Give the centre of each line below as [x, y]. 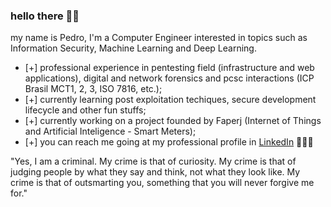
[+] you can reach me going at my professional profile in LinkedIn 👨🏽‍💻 [169, 142]
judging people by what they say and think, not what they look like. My [155, 172]
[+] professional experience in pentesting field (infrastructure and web [169, 68]
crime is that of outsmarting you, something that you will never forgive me [162, 183]
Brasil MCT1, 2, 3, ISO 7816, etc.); [93, 89]
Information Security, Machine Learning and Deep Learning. [133, 48]
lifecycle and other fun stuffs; [85, 110]
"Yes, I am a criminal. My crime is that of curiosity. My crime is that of [153, 161]
